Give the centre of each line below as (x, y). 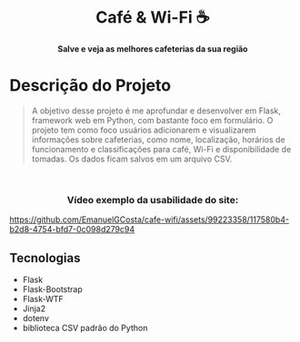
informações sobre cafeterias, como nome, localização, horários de (158, 139)
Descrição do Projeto (90, 86)
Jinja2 (34, 308)
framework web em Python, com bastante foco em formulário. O (152, 120)
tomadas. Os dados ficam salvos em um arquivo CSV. (132, 159)
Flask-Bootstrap (53, 289)
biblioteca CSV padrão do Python (85, 327)
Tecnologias (45, 258)
